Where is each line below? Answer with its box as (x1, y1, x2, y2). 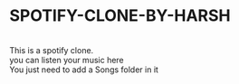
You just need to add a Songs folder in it (9, 64, 158, 75)
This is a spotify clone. (9, 44, 94, 55)
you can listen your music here (9, 54, 124, 65)
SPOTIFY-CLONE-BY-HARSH (9, 5, 231, 26)
